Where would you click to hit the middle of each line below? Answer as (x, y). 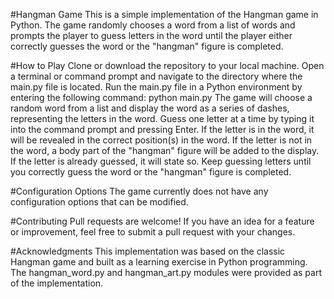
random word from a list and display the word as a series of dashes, (150, 108)
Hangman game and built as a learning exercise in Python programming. (159, 262)
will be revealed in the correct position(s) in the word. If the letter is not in (161, 140)
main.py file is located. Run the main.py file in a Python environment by (156, 87)
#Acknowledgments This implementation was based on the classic (148, 251)
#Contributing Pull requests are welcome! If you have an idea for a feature (162, 221)
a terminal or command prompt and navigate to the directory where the (156, 76)
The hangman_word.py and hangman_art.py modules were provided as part (166, 272)
